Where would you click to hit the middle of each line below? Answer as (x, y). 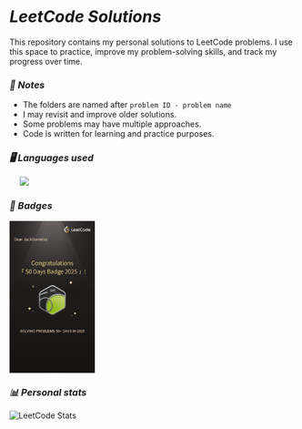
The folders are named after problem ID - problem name (127, 105)
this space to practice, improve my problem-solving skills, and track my (143, 51)
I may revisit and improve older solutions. (100, 115)
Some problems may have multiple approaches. (112, 124)
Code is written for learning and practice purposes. (119, 134)
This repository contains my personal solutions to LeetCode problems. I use (151, 42)
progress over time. (46, 61)
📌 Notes (27, 85)
